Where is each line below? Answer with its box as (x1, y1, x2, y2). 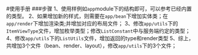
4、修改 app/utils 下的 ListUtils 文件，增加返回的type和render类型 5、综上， (6, 35, 194, 41)
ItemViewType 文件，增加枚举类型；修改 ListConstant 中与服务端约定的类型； (6, 27, 191, 34)
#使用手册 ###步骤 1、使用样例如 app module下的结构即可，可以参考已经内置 (6, 5, 192, 12)
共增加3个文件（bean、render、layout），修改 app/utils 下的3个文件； (6, 42, 177, 49)
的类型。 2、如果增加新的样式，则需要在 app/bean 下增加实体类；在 (6, 12, 168, 20)
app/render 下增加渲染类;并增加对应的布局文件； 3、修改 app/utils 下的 (6, 20, 178, 27)
